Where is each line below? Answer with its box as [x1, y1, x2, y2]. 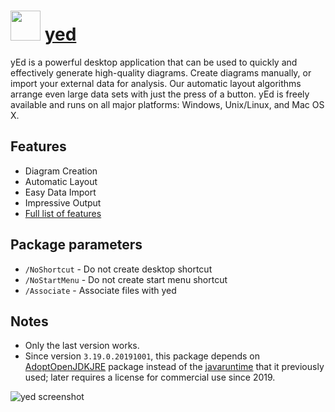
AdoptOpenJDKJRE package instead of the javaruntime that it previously [24, 361, 325, 373]
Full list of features [24, 207, 102, 219]
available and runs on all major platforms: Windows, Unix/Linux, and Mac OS [10, 98, 325, 110]
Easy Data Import [24, 186, 97, 198]
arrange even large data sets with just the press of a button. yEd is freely [10, 88, 310, 100]
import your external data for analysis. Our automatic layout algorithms [10, 77, 302, 89]
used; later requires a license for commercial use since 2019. [24, 371, 276, 384]
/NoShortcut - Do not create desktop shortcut [24, 263, 213, 275]
